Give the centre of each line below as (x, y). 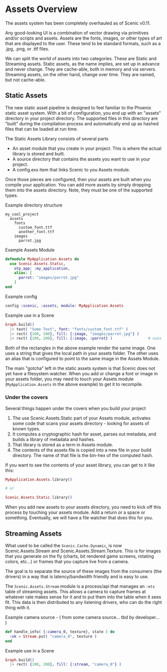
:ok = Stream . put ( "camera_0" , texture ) (53, 636)
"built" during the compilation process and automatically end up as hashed (82, 123)
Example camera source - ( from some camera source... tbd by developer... (83, 617)
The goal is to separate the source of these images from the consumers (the (83, 571)
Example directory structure (34, 205)
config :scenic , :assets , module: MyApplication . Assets (64, 306)
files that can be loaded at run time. (42, 129)
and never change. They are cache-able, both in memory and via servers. (81, 69)
